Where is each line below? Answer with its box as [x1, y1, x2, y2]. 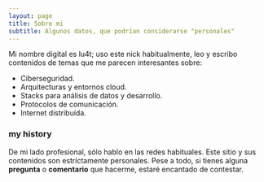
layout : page [8, 11, 53, 20]
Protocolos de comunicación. [20, 99, 119, 110]
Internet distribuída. [20, 108, 87, 118]
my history [8, 128, 52, 140]
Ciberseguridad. [20, 74, 75, 84]
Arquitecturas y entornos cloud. [20, 82, 127, 92]
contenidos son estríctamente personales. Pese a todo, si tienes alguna [8, 155, 249, 165]
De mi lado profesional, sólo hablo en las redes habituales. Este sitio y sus [8, 147, 257, 157]
